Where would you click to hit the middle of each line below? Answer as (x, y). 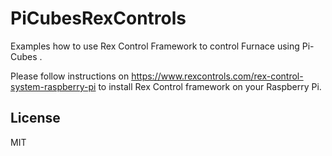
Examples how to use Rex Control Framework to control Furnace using (155, 46)
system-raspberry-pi (53, 86)
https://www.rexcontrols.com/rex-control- (217, 76)
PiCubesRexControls (98, 18)
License (35, 118)
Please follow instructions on (70, 76)
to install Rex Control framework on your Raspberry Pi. (210, 86)
